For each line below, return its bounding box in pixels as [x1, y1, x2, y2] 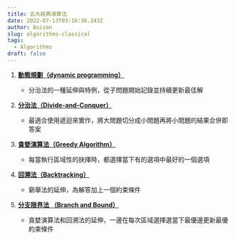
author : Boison [7, 24, 53, 31]
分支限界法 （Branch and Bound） [17, 200, 120, 209]
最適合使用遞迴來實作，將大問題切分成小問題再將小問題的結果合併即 [28, 115, 229, 125]
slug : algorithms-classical [7, 30, 91, 38]
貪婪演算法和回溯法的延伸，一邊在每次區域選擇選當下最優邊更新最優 [28, 215, 229, 224]
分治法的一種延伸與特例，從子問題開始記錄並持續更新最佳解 [28, 85, 204, 94]
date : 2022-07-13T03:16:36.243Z [7, 17, 103, 24]
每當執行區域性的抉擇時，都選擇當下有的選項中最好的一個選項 [28, 155, 210, 164]
